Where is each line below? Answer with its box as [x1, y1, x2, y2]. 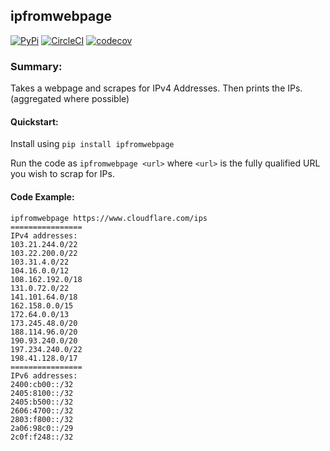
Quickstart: [10, 115, 59, 128]
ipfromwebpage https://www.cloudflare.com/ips [10, 213, 208, 223]
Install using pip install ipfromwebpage [10, 138, 175, 150]
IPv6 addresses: [10, 370, 78, 381]
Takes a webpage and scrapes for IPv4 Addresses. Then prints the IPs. [10, 82, 303, 94]
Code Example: [10, 190, 75, 203]
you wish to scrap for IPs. [10, 168, 115, 180]
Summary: [10, 59, 63, 73]
